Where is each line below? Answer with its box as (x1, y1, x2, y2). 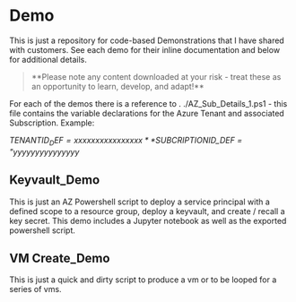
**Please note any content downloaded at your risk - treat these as (30, 71, 282, 82)
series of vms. (9, 284, 62, 295)
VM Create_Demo (9, 250, 110, 265)
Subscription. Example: (9, 117, 95, 128)
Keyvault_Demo (9, 172, 100, 188)
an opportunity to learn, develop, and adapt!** (30, 81, 205, 91)
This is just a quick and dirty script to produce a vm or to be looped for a (9, 274, 277, 285)
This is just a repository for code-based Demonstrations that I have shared (9, 35, 284, 46)
